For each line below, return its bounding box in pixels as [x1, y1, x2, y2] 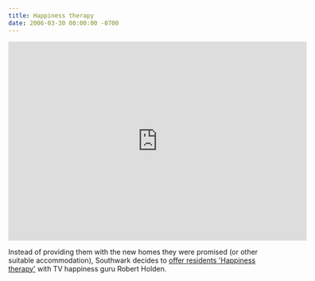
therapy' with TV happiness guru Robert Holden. [8, 263, 167, 273]
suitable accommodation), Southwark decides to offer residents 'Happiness [8, 256, 256, 265]
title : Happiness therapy [8, 11, 94, 20]
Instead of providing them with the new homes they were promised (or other [8, 247, 259, 256]
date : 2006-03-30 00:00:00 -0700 [8, 19, 119, 27]
